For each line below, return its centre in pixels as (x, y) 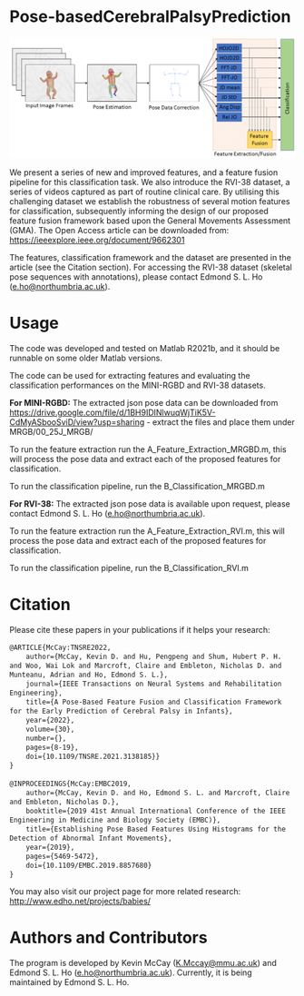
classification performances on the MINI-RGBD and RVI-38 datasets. (137, 385)
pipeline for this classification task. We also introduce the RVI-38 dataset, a (150, 182)
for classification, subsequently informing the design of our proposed (139, 212)
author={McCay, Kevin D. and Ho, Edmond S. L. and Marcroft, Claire (158, 793)
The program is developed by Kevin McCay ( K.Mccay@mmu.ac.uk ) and (143, 962)
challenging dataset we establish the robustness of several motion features (150, 202)
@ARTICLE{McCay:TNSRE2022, (60, 647)
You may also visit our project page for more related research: (125, 891)
